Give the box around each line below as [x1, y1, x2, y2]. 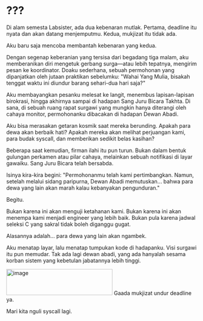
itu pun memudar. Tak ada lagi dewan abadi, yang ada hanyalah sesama [6, 250, 186, 257]
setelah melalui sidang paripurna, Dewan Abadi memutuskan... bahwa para [6, 177, 193, 185]
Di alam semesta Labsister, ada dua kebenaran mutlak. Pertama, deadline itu [6, 24, 197, 31]
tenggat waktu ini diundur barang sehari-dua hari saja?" [6, 79, 145, 87]
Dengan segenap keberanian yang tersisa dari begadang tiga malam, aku [6, 53, 189, 61]
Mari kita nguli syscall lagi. [6, 307, 73, 315]
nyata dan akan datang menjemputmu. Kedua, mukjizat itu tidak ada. [6, 30, 177, 37]
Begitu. [6, 196, 24, 203]
